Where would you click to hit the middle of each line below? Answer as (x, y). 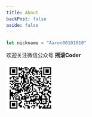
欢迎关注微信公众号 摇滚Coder (44, 55)
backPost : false (26, 19)
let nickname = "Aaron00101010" (46, 43)
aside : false (22, 25)
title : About (22, 13)
